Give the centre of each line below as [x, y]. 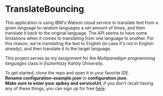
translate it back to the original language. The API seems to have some [76, 33]
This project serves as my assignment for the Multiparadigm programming [80, 58]
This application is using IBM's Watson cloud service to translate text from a [81, 23]
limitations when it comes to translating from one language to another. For [80, 38]
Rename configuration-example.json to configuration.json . [67, 78]
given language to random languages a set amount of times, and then [75, 27]
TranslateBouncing [45, 9]
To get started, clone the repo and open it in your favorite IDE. [67, 72]
